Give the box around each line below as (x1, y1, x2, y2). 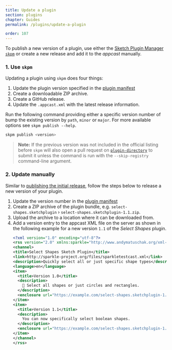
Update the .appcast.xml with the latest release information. (12, 101, 140, 108)
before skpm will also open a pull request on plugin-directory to (17, 147, 153, 153)
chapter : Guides (5, 17, 40, 22)
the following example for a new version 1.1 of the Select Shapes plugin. (12, 225, 167, 231)
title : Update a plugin (5, 7, 56, 13)
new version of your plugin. (5, 188, 63, 194)
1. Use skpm (5, 64, 33, 71)
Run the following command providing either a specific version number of (5, 112, 161, 118)
